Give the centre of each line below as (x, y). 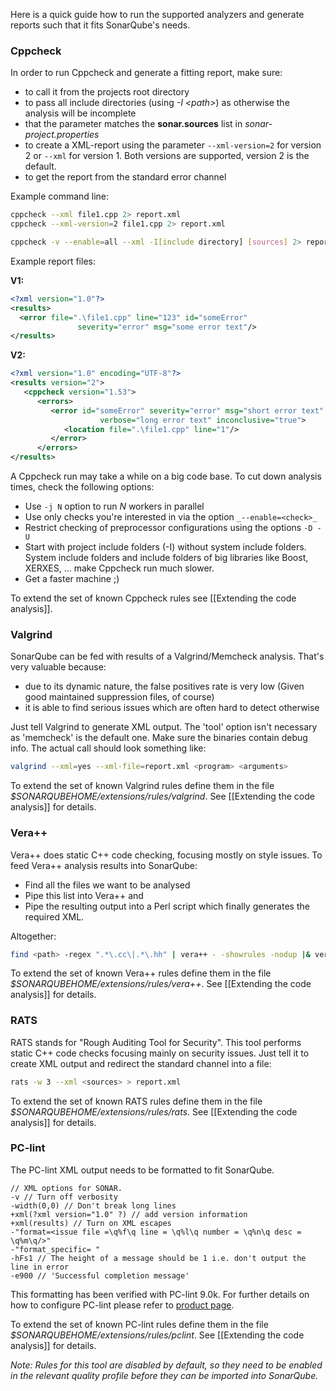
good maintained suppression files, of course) (119, 697)
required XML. (54, 916)
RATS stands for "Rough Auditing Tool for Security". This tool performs (156, 1042)
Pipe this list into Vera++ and (84, 895)
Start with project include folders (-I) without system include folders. (165, 547)
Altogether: (33, 936)
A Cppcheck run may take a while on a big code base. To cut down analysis (166, 476)
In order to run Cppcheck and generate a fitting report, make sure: (146, 73)
